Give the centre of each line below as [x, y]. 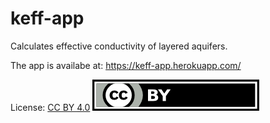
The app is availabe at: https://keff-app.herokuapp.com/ [126, 65]
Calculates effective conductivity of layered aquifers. [119, 46]
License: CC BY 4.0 [50, 107]
